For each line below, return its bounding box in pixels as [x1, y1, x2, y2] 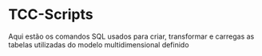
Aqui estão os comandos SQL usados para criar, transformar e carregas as [8, 32, 255, 41]
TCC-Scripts [8, 6, 93, 24]
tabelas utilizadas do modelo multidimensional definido [8, 39, 189, 49]
